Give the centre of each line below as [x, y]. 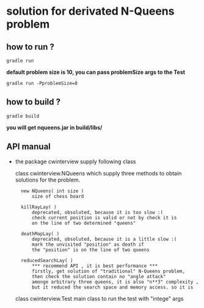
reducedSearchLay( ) [47, 260]
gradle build [23, 116]
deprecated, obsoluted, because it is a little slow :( [104, 239]
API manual [28, 147]
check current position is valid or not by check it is [104, 218]
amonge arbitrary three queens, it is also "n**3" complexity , [115, 282]
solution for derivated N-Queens [90, 11]
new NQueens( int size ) [53, 191]
